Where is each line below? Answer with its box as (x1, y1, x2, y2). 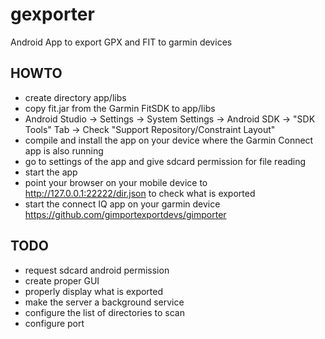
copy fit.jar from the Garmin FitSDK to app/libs (24, 102, 216, 114)
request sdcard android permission (24, 264, 170, 276)
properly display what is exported (24, 285, 164, 297)
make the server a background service (24, 296, 185, 308)
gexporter (10, 3, 95, 26)
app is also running (24, 144, 104, 157)
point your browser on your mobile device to (24, 176, 208, 188)
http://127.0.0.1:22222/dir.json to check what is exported (24, 187, 256, 199)
